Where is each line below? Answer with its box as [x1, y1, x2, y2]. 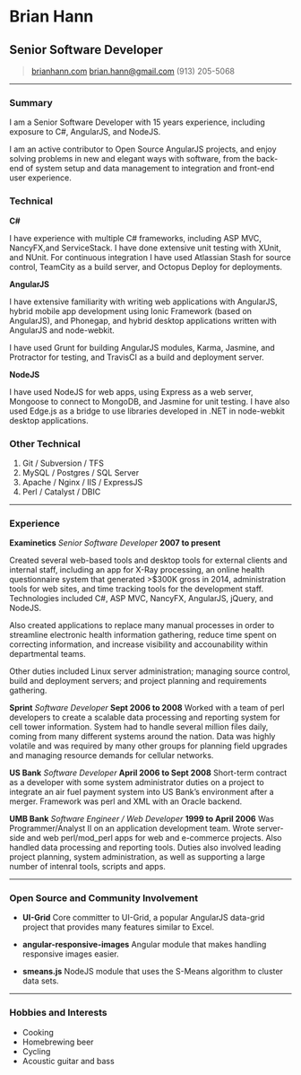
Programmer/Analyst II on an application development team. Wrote [9, 823, 255, 834]
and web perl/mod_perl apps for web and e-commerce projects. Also [26, 833, 282, 843]
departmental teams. [9, 649, 87, 660]
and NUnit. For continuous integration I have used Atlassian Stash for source [9, 251, 291, 262]
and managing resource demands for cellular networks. [9, 750, 214, 761]
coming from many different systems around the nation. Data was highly [9, 731, 276, 742]
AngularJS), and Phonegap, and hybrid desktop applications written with [9, 315, 278, 326]
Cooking [21, 1027, 54, 1037]
